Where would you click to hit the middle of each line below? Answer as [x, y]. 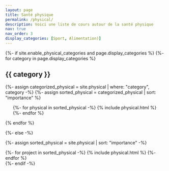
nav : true [16, 29]
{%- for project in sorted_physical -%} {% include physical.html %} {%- [81, 152]
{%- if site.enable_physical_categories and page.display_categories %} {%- [85, 53]
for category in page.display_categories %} [50, 58]
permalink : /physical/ [29, 19]
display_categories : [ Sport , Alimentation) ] [53, 39]
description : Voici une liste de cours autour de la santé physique [79, 24]
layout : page [19, 10]
